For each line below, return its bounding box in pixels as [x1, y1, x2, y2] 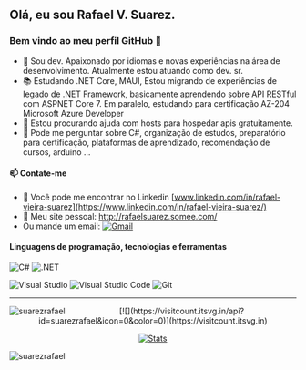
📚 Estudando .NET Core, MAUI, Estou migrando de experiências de [22, 75, 278, 86]
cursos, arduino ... [22, 146, 91, 158]
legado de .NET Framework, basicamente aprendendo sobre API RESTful [22, 88, 297, 99]
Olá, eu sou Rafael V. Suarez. [9, 7, 176, 23]
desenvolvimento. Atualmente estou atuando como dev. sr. [22, 65, 243, 76]
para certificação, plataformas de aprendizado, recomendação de [22, 137, 270, 148]
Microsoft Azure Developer [22, 108, 125, 118]
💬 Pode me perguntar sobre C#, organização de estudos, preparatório [22, 127, 286, 138]
